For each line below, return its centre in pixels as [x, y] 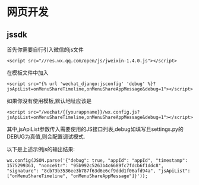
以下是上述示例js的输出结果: [41, 149]
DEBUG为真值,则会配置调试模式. [46, 137]
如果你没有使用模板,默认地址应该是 [49, 101]
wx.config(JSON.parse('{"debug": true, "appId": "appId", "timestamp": [97, 161]
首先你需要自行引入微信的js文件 [45, 49]
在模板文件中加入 [28, 73]
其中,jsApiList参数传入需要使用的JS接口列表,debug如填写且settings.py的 [95, 129]
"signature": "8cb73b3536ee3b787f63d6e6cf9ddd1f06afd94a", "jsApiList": [99, 171]
